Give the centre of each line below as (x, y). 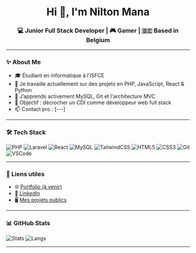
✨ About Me (23, 62)
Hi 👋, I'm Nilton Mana (98, 12)
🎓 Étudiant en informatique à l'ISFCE (60, 75)
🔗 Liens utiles (25, 174)
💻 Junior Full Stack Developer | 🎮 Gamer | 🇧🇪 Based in (98, 30)
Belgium (98, 40)
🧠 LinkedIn (27, 193)
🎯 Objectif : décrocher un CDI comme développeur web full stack (93, 102)
